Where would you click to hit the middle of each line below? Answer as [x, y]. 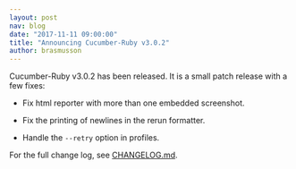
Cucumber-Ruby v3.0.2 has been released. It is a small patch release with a [148, 76]
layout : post [34, 17]
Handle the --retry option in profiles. [91, 138]
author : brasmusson [46, 51]
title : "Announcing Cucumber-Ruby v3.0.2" [89, 42]
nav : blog [28, 26]
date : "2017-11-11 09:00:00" [63, 34]
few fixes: [27, 86]
